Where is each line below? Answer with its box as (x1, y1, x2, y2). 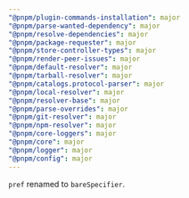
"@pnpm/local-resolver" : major (8, 87, 125, 96)
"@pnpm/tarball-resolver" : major (8, 71, 133, 80)
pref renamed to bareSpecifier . (8, 178, 126, 189)
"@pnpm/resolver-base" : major (8, 95, 121, 105)
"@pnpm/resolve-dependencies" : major (8, 29, 149, 38)
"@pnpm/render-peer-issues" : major (8, 54, 141, 63)
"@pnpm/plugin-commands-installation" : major (8, 12, 180, 22)
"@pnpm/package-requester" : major (8, 37, 137, 47)
